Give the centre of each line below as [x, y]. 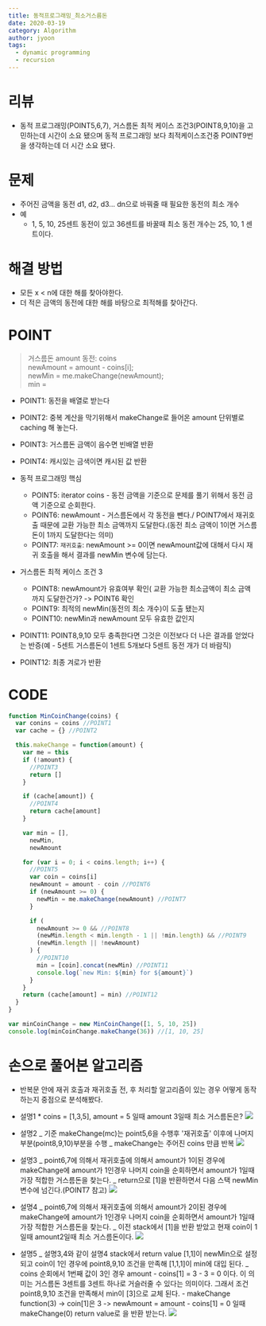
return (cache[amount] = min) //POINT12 [90, 995]
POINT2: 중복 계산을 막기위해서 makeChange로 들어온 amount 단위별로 [132, 417]
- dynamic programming [53, 53]
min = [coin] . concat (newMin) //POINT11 [103, 965]
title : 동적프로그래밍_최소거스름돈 [58, 16]
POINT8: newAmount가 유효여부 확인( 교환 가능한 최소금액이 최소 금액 [141, 588]
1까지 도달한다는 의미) [80, 535]
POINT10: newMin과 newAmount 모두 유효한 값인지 [113, 618]
